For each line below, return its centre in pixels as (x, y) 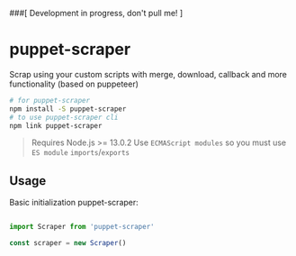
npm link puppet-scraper (56, 125)
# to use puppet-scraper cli (64, 117)
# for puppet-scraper (50, 100)
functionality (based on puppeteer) (74, 84)
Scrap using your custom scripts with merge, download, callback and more (148, 74)
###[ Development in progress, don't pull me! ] (96, 13)
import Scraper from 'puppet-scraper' (82, 227)
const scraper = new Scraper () (68, 243)
